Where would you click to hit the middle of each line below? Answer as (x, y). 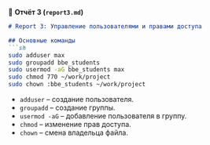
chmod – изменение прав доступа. (75, 124)
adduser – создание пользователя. (77, 99)
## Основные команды (42, 40)
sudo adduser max (37, 55)
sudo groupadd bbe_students (54, 63)
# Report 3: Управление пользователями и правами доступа (105, 27)
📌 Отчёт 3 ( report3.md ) (46, 12)
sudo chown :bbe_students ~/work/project (77, 85)
